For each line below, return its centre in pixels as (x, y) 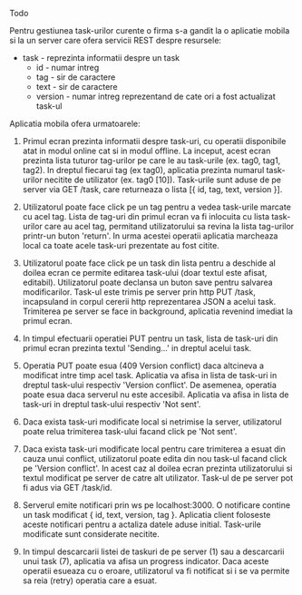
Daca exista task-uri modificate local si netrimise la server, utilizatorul (152, 422)
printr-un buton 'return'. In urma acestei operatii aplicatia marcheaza (150, 236)
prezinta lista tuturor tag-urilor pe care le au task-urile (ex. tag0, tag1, (151, 161)
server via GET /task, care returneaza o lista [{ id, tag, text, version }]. (152, 189)
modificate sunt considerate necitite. (91, 534)
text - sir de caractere (77, 87)
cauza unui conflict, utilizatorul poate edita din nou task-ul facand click (155, 458)
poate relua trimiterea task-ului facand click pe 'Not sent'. (130, 431)
